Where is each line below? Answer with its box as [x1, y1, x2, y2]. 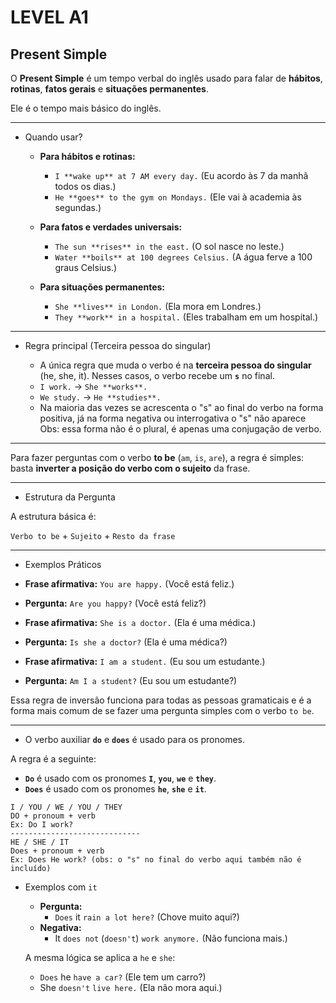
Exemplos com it [24, 881, 98, 893]
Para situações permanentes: [39, 281, 165, 293]
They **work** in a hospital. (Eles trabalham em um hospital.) [54, 311, 319, 323]
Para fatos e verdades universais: [39, 221, 183, 233]
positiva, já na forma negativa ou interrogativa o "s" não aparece [39, 412, 307, 424]
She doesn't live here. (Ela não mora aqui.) [39, 982, 223, 993]
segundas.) [54, 202, 102, 213]
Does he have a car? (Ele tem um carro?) [39, 971, 207, 983]
